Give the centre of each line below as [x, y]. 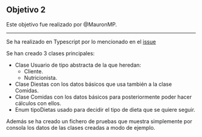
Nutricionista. [41, 78]
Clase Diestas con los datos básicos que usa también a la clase [93, 84]
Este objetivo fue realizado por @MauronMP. [62, 24]
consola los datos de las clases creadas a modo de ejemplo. [81, 127]
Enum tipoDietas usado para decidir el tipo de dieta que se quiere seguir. [105, 109]
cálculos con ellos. [38, 103]
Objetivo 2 [26, 10]
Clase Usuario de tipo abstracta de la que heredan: [78, 65]
